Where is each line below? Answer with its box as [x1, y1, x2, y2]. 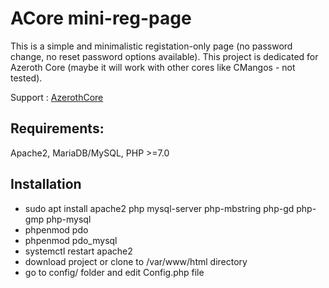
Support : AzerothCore [10, 91, 104, 103]
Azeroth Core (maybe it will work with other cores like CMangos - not [10, 61, 296, 73]
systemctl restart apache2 [24, 245, 133, 257]
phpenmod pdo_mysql [24, 234, 118, 246]
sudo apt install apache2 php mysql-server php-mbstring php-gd [24, 202, 295, 214]
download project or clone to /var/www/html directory [24, 255, 248, 267]
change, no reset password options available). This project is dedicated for [10, 50, 319, 62]
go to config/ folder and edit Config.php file [24, 266, 205, 278]
